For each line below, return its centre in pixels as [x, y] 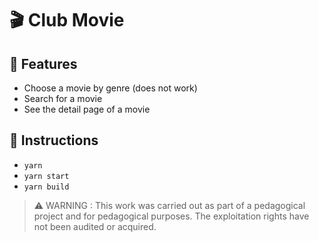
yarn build [46, 187]
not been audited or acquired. [95, 226]
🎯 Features [43, 63]
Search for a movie [63, 98]
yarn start [46, 176]
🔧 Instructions [54, 140]
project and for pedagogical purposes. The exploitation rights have [171, 216]
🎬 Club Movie [67, 20]
